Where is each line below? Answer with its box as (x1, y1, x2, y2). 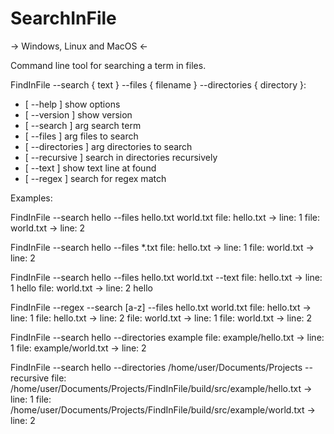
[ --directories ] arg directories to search (24, 140, 193, 152)
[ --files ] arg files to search (24, 130, 139, 142)
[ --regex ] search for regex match (24, 172, 167, 184)
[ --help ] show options (24, 98, 121, 110)
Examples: (10, 192, 53, 204)
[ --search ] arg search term (24, 119, 142, 131)
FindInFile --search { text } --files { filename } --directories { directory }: (10, 78, 307, 91)
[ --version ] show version (24, 108, 133, 121)
